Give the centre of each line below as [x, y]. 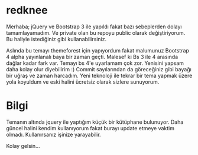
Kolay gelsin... [23, 146]
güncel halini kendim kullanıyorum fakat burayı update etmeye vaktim [90, 128]
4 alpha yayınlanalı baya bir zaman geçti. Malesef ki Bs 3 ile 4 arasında [92, 57]
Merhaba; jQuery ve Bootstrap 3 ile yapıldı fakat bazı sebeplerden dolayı [94, 27]
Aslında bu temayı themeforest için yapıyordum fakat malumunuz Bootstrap [98, 50]
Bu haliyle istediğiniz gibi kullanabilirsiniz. [56, 39]
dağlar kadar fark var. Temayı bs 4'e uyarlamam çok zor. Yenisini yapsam [95, 63]
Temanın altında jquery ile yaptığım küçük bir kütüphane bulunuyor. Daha [95, 122]
